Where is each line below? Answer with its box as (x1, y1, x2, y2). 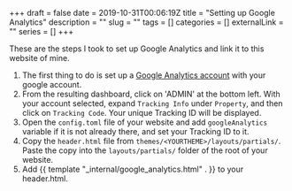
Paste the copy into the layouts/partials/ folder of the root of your (21, 145, 268, 156)
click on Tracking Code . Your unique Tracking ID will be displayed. (21, 108, 262, 118)
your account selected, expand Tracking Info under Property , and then (21, 98, 283, 109)
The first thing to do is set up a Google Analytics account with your (21, 70, 266, 80)
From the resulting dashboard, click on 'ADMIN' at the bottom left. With (21, 88, 280, 99)
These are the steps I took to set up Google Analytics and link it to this (9, 43, 265, 54)
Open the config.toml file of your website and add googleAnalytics (21, 117, 268, 127)
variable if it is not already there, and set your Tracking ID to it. (21, 126, 250, 136)
